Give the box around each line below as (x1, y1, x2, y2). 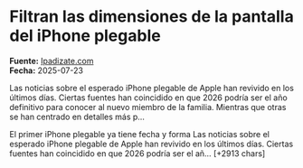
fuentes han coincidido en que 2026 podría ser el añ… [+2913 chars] (9, 147, 266, 159)
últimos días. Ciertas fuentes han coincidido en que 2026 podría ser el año (9, 92, 288, 103)
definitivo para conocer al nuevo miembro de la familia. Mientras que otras (9, 101, 287, 112)
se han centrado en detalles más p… (9, 111, 145, 122)
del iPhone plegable (9, 25, 161, 46)
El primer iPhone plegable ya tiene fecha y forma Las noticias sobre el (9, 128, 270, 139)
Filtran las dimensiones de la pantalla (9, 6, 294, 27)
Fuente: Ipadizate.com (9, 55, 94, 66)
